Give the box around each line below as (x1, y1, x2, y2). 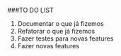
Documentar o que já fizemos (17, 20, 104, 27)
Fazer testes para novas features (17, 34, 114, 43)
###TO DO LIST (7, 6, 54, 14)
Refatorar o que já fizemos (17, 27, 96, 35)
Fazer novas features (17, 42, 80, 50)
